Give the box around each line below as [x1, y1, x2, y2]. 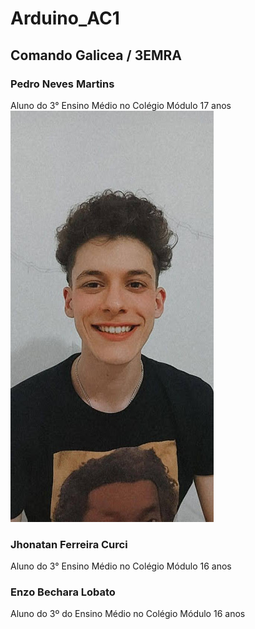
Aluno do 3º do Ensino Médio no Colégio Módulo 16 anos [10, 608, 246, 620]
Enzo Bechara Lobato [10, 585, 116, 599]
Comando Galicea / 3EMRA [10, 47, 182, 64]
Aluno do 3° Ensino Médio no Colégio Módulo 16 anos [10, 560, 232, 572]
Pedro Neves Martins [10, 77, 115, 91]
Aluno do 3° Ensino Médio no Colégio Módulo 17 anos [10, 99, 232, 111]
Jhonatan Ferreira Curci [10, 537, 128, 551]
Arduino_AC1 [10, 7, 120, 30]
